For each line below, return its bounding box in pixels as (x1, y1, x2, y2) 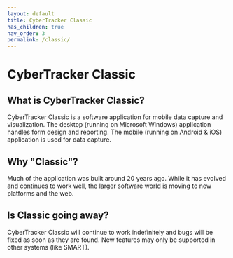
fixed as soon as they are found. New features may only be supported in (7, 236, 216, 244)
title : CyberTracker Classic (7, 17, 92, 24)
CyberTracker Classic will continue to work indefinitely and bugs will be (7, 228, 213, 236)
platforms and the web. (7, 189, 74, 197)
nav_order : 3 (7, 29, 45, 37)
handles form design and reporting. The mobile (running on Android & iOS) (7, 128, 223, 137)
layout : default (7, 10, 55, 18)
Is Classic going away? (7, 210, 109, 222)
